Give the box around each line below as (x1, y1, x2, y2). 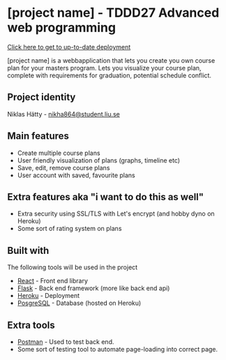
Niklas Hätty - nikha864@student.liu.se (7, 110, 120, 118)
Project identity (7, 91, 76, 103)
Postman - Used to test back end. (17, 338, 114, 346)
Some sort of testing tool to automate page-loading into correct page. (17, 345, 218, 353)
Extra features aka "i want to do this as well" (7, 190, 204, 203)
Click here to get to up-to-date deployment (7, 43, 131, 51)
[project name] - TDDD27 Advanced (7, 5, 220, 21)
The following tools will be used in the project (7, 263, 138, 271)
